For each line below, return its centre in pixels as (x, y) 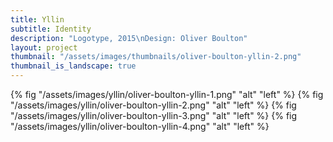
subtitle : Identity (51, 29)
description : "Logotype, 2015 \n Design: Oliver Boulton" (129, 38)
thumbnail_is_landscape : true (73, 66)
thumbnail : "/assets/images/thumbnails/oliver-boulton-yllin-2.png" (156, 57)
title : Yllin (37, 19)
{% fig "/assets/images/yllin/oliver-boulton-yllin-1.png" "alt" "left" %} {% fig (167, 94)
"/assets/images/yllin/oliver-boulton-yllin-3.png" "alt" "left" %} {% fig (154, 115)
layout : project (44, 47)
